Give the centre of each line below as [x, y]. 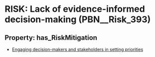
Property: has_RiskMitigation [51, 38]
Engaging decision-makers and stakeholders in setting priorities [77, 49]
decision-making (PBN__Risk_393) [78, 19]
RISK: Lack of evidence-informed [75, 9]
